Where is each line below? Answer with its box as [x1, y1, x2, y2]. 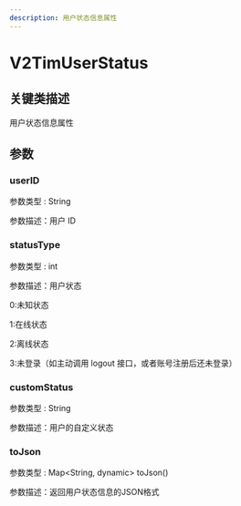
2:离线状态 [9, 338, 49, 349]
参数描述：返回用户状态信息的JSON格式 [9, 487, 160, 498]
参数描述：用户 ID [9, 215, 76, 226]
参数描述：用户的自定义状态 [9, 421, 114, 433]
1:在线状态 [9, 318, 47, 329]
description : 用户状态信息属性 [9, 13, 118, 23]
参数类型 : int [9, 261, 58, 272]
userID [9, 174, 40, 187]
